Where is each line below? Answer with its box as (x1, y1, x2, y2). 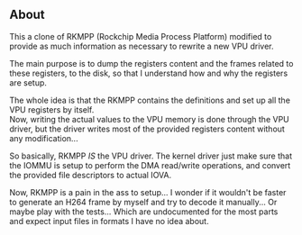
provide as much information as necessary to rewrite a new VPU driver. (9, 41, 274, 51)
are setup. (9, 77, 48, 88)
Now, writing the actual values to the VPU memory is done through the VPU (9, 113, 290, 124)
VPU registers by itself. (9, 104, 95, 115)
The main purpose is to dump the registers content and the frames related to (9, 58, 294, 68)
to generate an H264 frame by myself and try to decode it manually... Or (9, 196, 278, 207)
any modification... (9, 132, 78, 143)
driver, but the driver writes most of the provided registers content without (9, 123, 286, 134)
